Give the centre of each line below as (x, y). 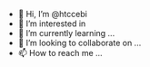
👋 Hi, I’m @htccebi (53, 14)
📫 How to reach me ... (60, 53)
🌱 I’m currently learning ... (66, 33)
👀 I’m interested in (52, 24)
